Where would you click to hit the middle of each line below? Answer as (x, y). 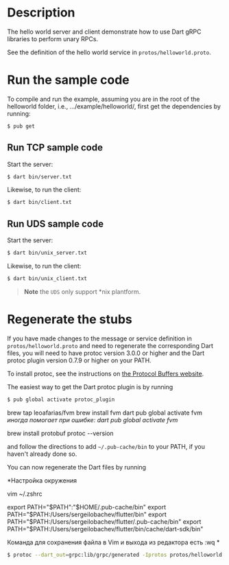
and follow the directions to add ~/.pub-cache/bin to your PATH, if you (106, 446)
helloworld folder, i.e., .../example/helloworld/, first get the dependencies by (114, 106)
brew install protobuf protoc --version (61, 433)
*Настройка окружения (42, 480)
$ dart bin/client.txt (39, 203)
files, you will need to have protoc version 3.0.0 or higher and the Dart (106, 353)
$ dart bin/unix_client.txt (47, 279)
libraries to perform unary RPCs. (52, 38)
